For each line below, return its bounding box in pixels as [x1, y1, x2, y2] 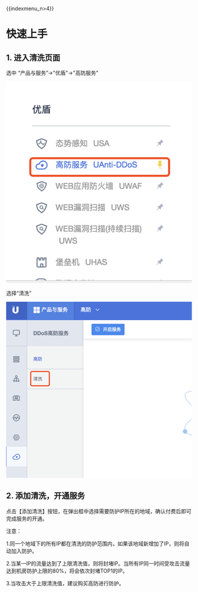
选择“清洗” [6, 290, 32, 297]
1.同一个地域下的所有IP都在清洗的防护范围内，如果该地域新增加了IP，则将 [6, 540, 184, 547]
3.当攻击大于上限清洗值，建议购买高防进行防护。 [6, 580, 125, 587]
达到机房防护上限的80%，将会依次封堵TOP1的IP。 [6, 567, 128, 574]
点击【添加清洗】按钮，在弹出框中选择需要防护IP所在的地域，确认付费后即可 [6, 507, 192, 514]
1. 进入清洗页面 [6, 52, 61, 62]
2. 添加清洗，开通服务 [6, 491, 85, 501]
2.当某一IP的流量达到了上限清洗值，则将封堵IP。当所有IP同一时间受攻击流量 [6, 560, 190, 567]
